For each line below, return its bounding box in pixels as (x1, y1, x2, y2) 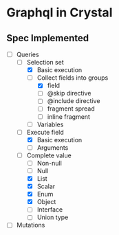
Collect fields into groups (36, 74, 109, 82)
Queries (16, 50, 39, 58)
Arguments (36, 143, 69, 152)
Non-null (36, 159, 63, 167)
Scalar (36, 182, 56, 190)
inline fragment (47, 112, 91, 121)
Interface (36, 205, 63, 214)
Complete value (26, 151, 72, 159)
